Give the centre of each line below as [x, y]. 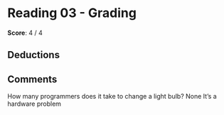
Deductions [34, 55]
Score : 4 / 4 [25, 33]
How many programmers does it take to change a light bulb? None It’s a [112, 97]
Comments [32, 79]
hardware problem [34, 104]
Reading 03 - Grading [72, 13]
